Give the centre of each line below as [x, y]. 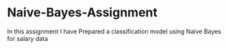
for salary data [28, 38]
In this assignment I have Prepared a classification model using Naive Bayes [114, 31]
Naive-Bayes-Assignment [82, 13]
